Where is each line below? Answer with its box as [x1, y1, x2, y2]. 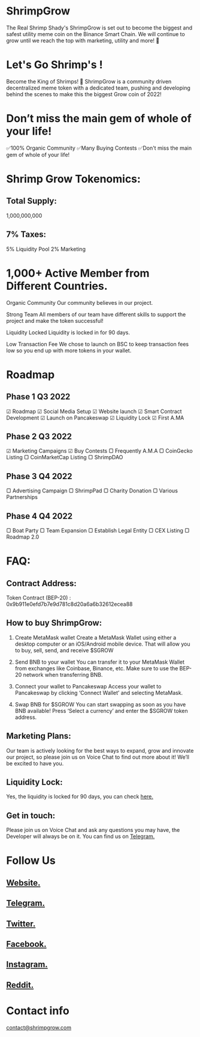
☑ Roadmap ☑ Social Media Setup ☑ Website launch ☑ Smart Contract [6, 408, 182, 415]
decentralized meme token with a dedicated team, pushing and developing [6, 84, 190, 91]
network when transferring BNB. [23, 671, 103, 678]
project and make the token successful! [6, 317, 104, 324]
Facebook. [6, 939, 47, 949]
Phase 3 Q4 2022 [6, 471, 72, 482]
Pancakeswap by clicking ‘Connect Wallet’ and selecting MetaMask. [14, 689, 183, 696]
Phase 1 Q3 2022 [6, 392, 71, 402]
